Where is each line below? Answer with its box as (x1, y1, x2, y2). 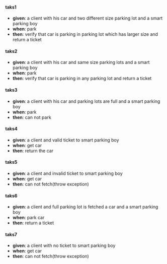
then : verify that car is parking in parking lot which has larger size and (12, 31, 158, 37)
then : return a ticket (12, 220, 54, 226)
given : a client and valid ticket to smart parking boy (12, 137, 119, 143)
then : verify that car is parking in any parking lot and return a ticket (12, 76, 152, 82)
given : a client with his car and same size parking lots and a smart (12, 59, 150, 65)
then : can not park (12, 114, 51, 120)
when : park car (12, 215, 45, 221)
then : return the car (12, 148, 54, 154)
